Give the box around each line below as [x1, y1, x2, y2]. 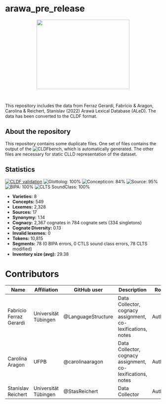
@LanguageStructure [63, 313, 114, 320]
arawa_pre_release [5, 3, 85, 14]
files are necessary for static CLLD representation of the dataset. [5, 151, 137, 157]
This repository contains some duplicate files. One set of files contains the [5, 140, 157, 146]
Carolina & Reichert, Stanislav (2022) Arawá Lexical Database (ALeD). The [5, 108, 157, 114]
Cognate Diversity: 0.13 [12, 225, 61, 231]
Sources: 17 [12, 209, 37, 215]
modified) [12, 245, 32, 252]
